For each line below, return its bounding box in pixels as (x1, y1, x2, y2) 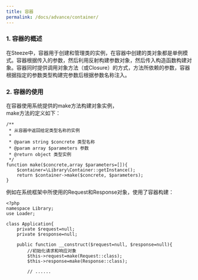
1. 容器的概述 (6, 35, 42, 43)
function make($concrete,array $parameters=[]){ (6, 162, 128, 168)
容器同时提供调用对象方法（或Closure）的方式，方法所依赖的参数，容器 (16, 64, 190, 71)
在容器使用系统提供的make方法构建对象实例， (6, 102, 118, 109)
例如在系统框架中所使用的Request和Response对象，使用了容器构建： (6, 188, 174, 196)
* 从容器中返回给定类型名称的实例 (8, 128, 80, 134)
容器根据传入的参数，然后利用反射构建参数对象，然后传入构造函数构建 (16, 57, 187, 64)
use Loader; (6, 211, 35, 217)
